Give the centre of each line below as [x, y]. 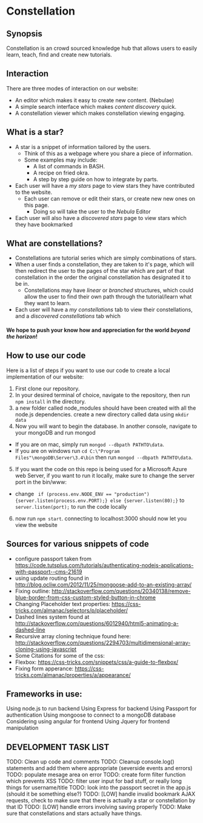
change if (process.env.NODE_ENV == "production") [82, 494]
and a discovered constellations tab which [68, 316]
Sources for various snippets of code [78, 544]
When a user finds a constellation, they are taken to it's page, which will [105, 264]
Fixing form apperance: [44, 668]
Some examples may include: [61, 160]
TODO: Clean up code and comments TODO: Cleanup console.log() [90, 762]
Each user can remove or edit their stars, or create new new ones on [110, 198]
